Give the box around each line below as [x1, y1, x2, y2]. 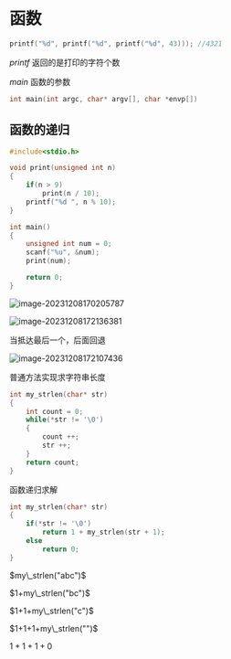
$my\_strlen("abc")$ [9, 569, 87, 580]
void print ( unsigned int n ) [9, 164, 117, 173]
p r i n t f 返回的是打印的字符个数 [9, 57, 121, 68]
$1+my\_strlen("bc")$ [9, 587, 91, 599]
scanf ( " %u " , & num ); [26, 248, 100, 257]
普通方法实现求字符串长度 [9, 371, 106, 382]
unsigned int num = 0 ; [26, 239, 112, 249]
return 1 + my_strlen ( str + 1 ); [42, 527, 166, 537]
